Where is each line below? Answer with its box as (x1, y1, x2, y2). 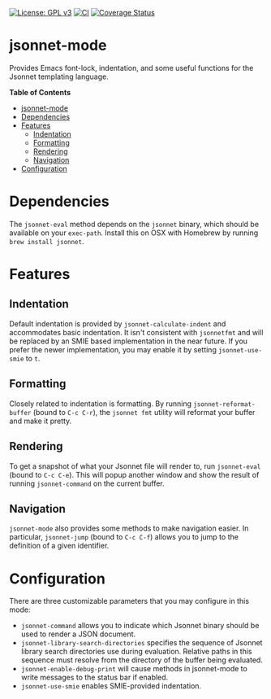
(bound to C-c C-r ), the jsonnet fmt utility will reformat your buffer (32, 407, 256, 417)
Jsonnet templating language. (9, 72, 109, 81)
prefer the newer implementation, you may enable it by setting (9, 344, 217, 354)
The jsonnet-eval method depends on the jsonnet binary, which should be (9, 219, 259, 229)
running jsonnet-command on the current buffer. (9, 478, 165, 488)
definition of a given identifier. (9, 541, 110, 551)
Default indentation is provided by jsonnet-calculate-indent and (9, 318, 226, 329)
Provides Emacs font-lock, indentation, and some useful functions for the (9, 63, 254, 72)
